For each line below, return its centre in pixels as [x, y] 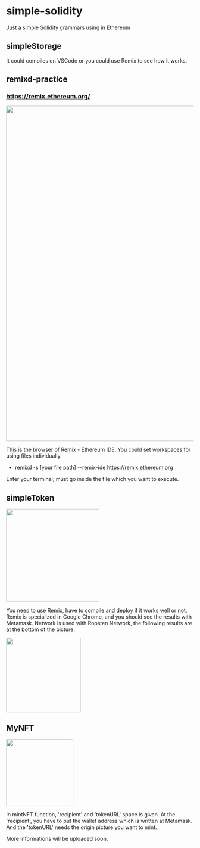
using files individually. [34, 456]
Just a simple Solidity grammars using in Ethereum [68, 27]
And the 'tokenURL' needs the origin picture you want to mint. [82, 827]
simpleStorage [34, 46]
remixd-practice [37, 80]
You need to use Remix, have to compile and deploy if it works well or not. [97, 611]
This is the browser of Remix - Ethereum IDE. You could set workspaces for [99, 450]
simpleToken [30, 498]
